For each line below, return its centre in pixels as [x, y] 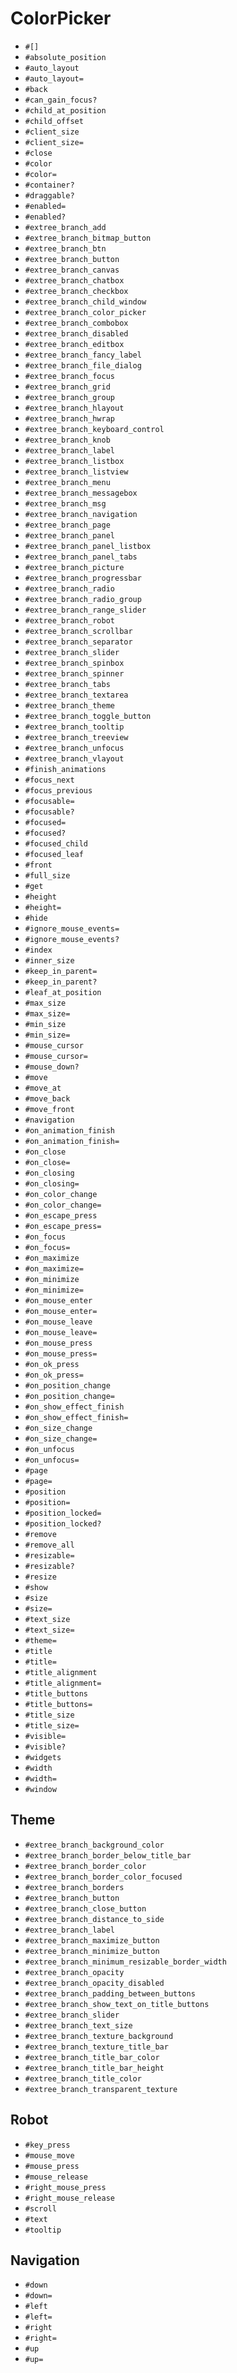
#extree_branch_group [69, 397]
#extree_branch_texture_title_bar [96, 2047]
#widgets [43, 1757]
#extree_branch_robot [69, 620]
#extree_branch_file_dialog [83, 365]
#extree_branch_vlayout [74, 758]
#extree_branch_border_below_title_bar [108, 1855]
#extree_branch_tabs [67, 684]
